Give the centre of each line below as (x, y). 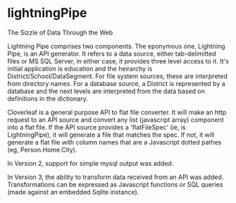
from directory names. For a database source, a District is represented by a (116, 83)
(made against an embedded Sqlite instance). (73, 192)
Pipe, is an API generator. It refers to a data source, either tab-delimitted (112, 54)
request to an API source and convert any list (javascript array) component (116, 119)
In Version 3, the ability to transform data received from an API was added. (116, 177)
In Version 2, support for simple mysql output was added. (91, 163)
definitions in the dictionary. (48, 98)
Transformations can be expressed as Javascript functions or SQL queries (115, 184)
